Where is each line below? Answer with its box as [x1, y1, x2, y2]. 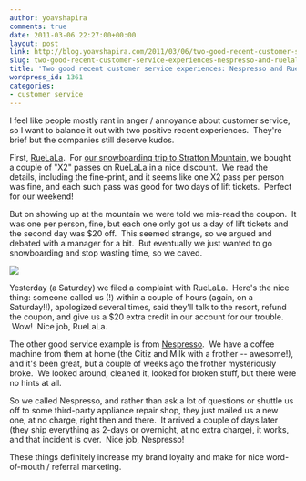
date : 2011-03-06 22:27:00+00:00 [9, 30, 137, 39]
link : [9, 47, 30, 57]
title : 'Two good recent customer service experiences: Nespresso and [9, 65, 283, 74]
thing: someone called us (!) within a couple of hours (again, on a [9, 291, 253, 302]
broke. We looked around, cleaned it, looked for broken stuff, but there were [9, 367, 297, 379]
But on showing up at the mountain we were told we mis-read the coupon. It [9, 208, 297, 219]
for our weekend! [9, 191, 75, 202]
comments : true [9, 22, 67, 31]
